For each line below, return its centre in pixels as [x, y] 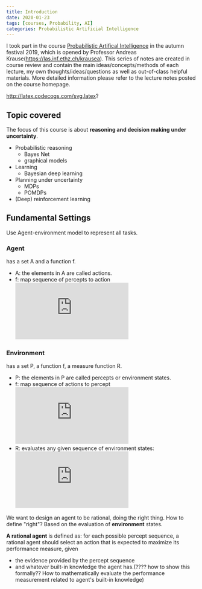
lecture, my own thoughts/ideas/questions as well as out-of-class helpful [97, 72]
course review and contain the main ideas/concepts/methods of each [93, 65]
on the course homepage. [38, 85]
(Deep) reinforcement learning [52, 199]
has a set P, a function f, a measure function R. [64, 366]
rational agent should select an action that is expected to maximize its [93, 542]
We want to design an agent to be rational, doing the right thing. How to [95, 518]
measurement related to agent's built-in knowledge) [80, 580]
